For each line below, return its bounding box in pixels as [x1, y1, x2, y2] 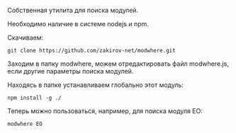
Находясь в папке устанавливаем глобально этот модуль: [7, 81, 184, 89]
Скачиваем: [7, 33, 44, 42]
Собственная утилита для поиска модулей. [7, 6, 139, 14]
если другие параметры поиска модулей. [7, 67, 134, 75]
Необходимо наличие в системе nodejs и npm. [7, 20, 149, 28]
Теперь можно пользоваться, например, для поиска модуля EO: [7, 107, 203, 115]
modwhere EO [7, 120, 43, 127]
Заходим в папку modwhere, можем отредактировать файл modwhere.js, [7, 59, 229, 68]
